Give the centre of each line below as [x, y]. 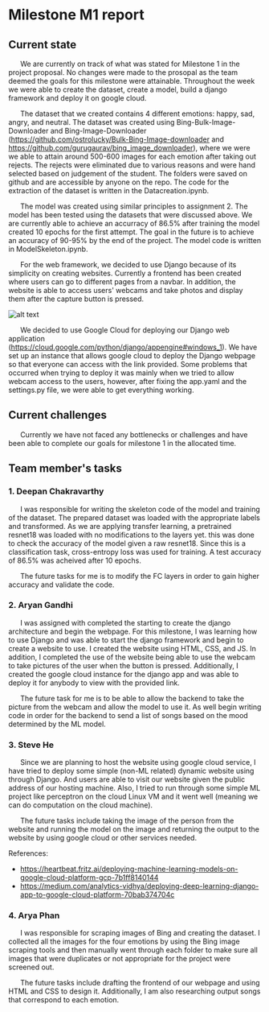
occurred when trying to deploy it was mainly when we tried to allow [121, 373]
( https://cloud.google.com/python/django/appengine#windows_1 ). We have [133, 347]
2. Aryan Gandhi [41, 605]
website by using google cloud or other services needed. [103, 838]
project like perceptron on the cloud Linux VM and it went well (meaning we [133, 797]
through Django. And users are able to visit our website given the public [127, 779]
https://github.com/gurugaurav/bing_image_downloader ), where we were [129, 148]
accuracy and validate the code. [61, 584]
